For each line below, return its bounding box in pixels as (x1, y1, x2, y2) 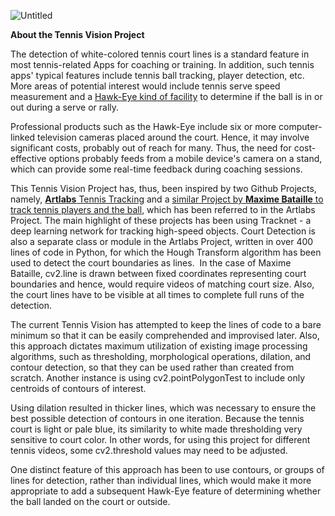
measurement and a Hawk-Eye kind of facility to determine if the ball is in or (10, 91, 323, 102)
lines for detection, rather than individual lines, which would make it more (10, 475, 312, 486)
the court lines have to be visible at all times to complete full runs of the (10, 289, 305, 300)
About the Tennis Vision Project (10, 29, 145, 40)
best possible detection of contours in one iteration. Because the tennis (10, 413, 305, 424)
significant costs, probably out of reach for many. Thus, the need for (10, 142, 292, 154)
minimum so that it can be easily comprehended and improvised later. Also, (10, 330, 320, 341)
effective (10, 153, 47, 164)
